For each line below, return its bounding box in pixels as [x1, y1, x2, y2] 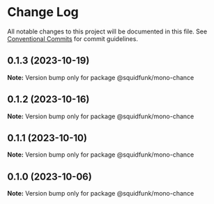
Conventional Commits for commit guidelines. [7, 34, 138, 42]
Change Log [7, 4, 79, 20]
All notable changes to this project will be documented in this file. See [7, 27, 208, 36]
